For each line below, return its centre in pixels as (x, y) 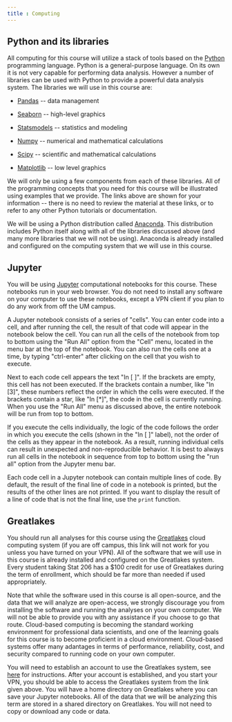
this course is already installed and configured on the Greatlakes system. (111, 560)
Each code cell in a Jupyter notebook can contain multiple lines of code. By (114, 477)
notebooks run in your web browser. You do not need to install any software (115, 292)
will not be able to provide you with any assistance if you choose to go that (113, 617)
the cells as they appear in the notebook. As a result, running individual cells (116, 442)
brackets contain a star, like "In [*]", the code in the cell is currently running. (115, 399)
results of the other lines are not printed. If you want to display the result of (114, 492)
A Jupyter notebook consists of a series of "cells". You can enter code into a (116, 320)
